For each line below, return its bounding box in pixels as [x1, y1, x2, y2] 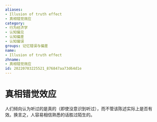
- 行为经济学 [5, 25, 28, 30]
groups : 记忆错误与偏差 [5, 43, 48, 48]
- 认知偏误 [5, 39, 24, 44]
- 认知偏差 [5, 35, 24, 40]
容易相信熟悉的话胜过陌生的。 [35, 112, 95, 118]
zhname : [5, 57, 21, 62]
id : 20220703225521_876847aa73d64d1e [5, 66, 82, 71]
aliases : [5, 7, 23, 12]
